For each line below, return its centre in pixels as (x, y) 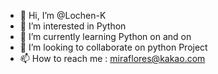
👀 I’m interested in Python (73, 26)
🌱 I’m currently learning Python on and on (105, 36)
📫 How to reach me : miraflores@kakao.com (112, 58)
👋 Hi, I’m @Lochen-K (63, 15)
